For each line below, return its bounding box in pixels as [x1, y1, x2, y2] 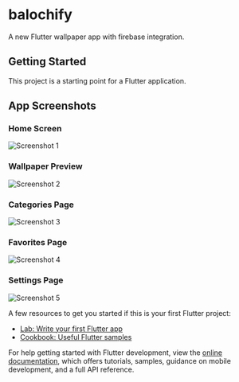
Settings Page [8, 275, 64, 286]
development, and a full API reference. [8, 364, 135, 374]
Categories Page [8, 199, 74, 210]
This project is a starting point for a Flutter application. [8, 76, 186, 85]
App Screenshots [8, 99, 97, 113]
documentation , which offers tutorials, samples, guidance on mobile [8, 356, 231, 365]
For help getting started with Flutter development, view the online [8, 348, 223, 357]
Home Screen [8, 123, 62, 134]
